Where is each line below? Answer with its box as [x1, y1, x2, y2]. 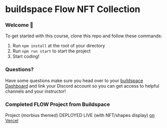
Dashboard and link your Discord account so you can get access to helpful [5, 83, 159, 89]
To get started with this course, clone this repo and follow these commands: [5, 33, 162, 39]
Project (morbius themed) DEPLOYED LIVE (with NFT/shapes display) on [5, 112, 155, 118]
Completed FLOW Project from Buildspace [5, 101, 110, 108]
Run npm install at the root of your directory [12, 43, 105, 49]
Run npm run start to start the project [12, 48, 91, 54]
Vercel [5, 117, 19, 124]
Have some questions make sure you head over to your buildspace [5, 77, 143, 84]
